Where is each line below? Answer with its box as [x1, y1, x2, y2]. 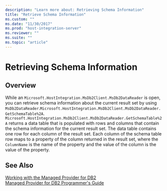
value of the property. [5, 146, 50, 152]
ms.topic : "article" [5, 40, 48, 45]
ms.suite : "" [5, 35, 32, 40]
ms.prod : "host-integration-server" [5, 26, 81, 31]
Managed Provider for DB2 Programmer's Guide [5, 179, 104, 185]
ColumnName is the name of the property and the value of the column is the [5, 141, 156, 147]
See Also [5, 161, 33, 170]
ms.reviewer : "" [5, 30, 39, 35]
